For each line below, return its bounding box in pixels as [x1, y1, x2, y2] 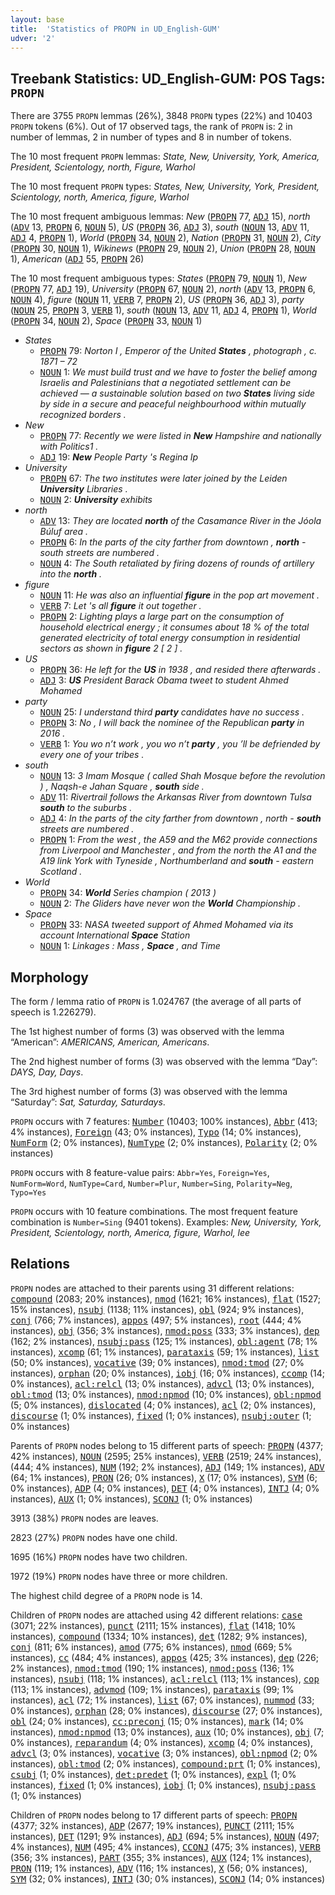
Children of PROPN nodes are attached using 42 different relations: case [10, 1609, 303, 1621]
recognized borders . [39, 409, 127, 421]
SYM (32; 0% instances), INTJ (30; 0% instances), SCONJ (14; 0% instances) [10, 1872, 326, 1885]
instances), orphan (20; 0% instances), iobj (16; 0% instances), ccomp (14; [10, 1367, 326, 1379]
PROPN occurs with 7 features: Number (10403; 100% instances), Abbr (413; [10, 1116, 318, 1127]
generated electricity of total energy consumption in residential [39, 632, 301, 644]
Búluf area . [39, 526, 89, 538]
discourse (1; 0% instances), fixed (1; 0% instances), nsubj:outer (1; [10, 1409, 312, 1421]
